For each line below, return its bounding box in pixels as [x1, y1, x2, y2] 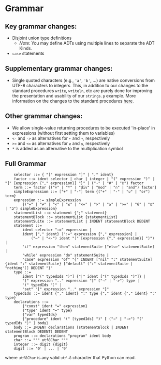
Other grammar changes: [5, 112, 83, 120]
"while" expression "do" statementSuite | [22, 253, 109, 258]
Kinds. [19, 46, 32, 51]
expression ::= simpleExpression [14, 198, 81, 203]
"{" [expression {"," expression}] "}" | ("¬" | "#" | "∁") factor [5, 181, 144, 186]
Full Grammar [5, 159, 47, 168]
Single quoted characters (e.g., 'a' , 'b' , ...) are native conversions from [12, 77, 155, 83]
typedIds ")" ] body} [5, 321, 49, 326]
